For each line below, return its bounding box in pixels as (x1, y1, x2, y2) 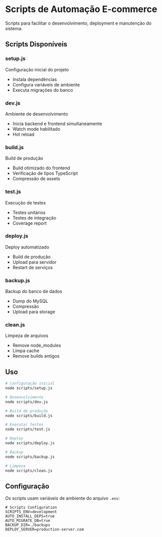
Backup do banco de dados (5, 288, 63, 294)
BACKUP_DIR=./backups (5, 522, 51, 528)
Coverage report (12, 220, 47, 226)
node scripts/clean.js (5, 468, 53, 473)
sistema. (5, 25, 23, 31)
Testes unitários (12, 209, 46, 216)
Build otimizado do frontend (12, 165, 70, 171)
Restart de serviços (12, 264, 53, 270)
